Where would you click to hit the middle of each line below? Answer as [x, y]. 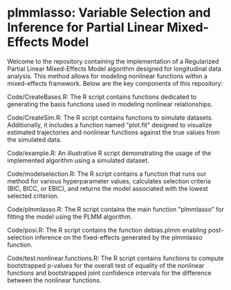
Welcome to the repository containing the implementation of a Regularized [113, 61]
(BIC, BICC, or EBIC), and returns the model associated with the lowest [108, 188]
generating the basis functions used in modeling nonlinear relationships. [110, 104]
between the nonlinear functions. [54, 280]
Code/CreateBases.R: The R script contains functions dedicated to [102, 97]
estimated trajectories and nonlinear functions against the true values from [113, 132]
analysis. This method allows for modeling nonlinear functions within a [107, 76]
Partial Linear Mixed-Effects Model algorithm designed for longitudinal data [114, 69]
